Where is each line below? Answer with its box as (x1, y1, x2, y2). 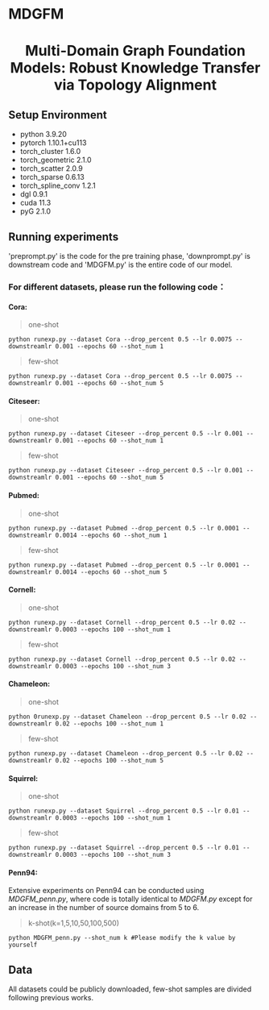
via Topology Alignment (53, 76, 217, 94)
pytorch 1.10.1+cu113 (19, 138, 87, 148)
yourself (8, 941, 38, 950)
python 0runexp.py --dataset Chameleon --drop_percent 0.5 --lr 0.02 (8, 713, 247, 721)
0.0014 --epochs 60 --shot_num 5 (55, 567, 168, 576)
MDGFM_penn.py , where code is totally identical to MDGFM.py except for (8, 894, 253, 904)
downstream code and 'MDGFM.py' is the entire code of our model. (8, 260, 233, 269)
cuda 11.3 (19, 198, 52, 208)
